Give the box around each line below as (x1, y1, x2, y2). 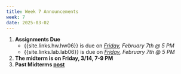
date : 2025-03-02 (6, 20, 50, 25)
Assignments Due (14, 36, 61, 43)
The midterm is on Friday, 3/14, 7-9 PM (14, 54, 113, 62)
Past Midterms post (14, 61, 65, 68)
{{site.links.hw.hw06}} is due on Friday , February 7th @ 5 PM (23, 42, 174, 49)
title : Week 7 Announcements (6, 8, 79, 15)
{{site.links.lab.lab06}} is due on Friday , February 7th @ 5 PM (23, 49, 175, 56)
